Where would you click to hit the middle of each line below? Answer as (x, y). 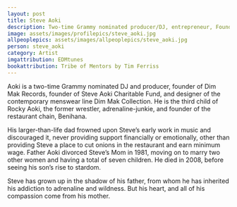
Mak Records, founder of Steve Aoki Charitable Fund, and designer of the (114, 94)
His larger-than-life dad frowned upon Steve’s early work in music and (109, 130)
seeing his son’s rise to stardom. (54, 167)
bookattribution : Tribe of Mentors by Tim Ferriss (83, 66)
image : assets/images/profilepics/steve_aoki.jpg (82, 33)
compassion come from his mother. (59, 196)
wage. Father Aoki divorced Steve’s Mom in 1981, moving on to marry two (114, 152)
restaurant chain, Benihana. (47, 116)
